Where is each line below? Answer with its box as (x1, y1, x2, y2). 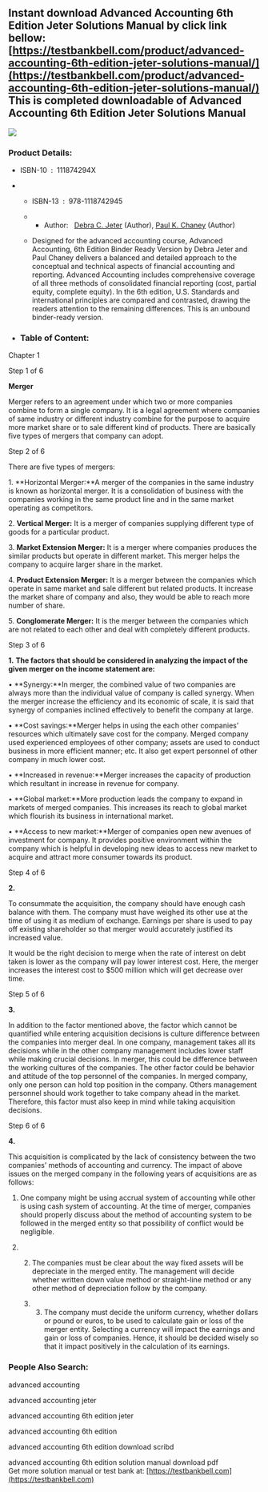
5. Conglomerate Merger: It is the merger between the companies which (8, 616, 250, 626)
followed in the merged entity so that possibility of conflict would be (19, 1218, 244, 1228)
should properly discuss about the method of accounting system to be (19, 1210, 252, 1220)
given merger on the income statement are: (8, 664, 156, 674)
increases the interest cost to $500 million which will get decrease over (8, 965, 244, 975)
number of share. (8, 600, 66, 611)
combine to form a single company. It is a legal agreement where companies (8, 406, 260, 415)
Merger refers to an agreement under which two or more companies (8, 397, 234, 407)
